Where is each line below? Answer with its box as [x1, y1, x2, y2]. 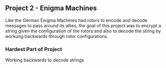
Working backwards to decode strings [5, 57, 84, 63]
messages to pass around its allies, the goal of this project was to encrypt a [5, 22, 161, 28]
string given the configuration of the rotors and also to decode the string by [5, 27, 161, 34]
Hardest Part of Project [5, 45, 62, 52]
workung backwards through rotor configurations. [5, 33, 109, 39]
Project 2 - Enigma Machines [5, 4, 97, 12]
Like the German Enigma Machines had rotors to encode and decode [5, 17, 148, 23]
